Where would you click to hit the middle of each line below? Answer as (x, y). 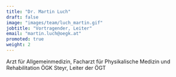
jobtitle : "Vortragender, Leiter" (49, 28)
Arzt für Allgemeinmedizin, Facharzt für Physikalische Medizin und (88, 61)
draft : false (22, 17)
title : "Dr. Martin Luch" (38, 12)
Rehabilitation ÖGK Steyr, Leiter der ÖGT (56, 68)
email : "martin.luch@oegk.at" (44, 34)
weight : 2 (19, 45)
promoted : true (25, 39)
